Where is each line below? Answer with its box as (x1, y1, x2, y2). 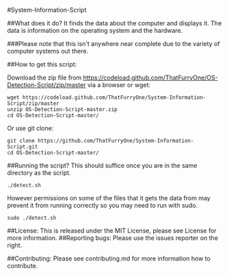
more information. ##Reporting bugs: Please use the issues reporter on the (7, 234, 219, 242)
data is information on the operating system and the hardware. (7, 27, 183, 34)
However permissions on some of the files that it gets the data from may (7, 194, 211, 202)
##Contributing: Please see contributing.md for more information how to (7, 254, 211, 263)
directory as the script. (7, 169, 71, 177)
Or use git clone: (7, 124, 54, 132)
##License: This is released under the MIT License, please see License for (7, 226, 217, 235)
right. (7, 241, 23, 249)
